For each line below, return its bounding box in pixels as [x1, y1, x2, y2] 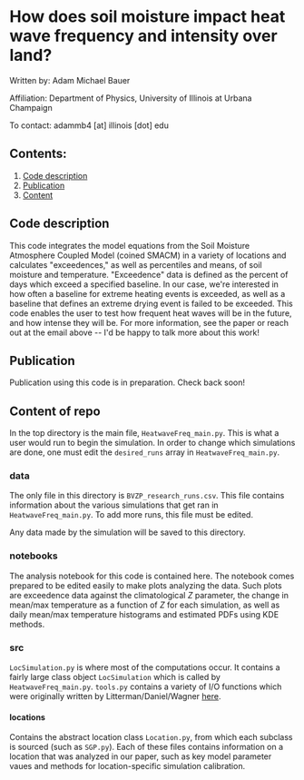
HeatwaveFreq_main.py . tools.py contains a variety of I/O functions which [9, 681, 282, 692]
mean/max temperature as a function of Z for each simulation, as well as [9, 599, 280, 610]
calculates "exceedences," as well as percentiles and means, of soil [9, 259, 262, 270]
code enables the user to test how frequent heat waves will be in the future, [9, 307, 292, 319]
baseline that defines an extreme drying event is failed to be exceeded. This [9, 298, 293, 309]
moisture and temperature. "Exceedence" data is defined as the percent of [9, 269, 289, 280]
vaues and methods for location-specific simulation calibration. [9, 761, 246, 772]
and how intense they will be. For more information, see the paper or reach [9, 317, 289, 328]
